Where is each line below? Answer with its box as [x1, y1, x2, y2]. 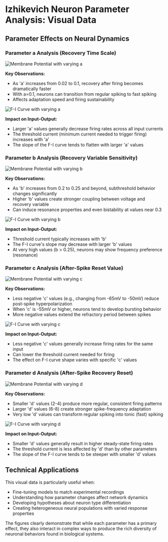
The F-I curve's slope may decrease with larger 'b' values [12, 241, 132, 247]
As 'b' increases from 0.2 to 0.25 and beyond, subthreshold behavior [12, 185, 155, 191]
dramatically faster [12, 86, 52, 92]
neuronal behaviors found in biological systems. [5, 530, 105, 537]
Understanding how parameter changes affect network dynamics [12, 494, 148, 500]
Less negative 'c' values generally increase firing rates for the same [12, 341, 153, 347]
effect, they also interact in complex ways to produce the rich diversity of [5, 525, 157, 531]
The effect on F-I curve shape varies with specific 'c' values [12, 357, 137, 363]
